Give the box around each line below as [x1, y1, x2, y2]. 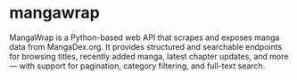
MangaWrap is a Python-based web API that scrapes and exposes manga [9, 32, 280, 43]
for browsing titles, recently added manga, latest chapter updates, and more [9, 51, 289, 61]
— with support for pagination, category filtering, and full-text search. [9, 60, 266, 71]
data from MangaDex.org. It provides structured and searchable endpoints [9, 41, 283, 52]
